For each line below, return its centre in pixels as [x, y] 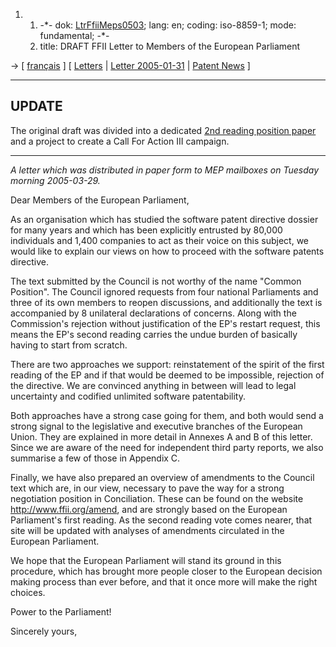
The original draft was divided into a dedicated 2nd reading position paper [163, 130]
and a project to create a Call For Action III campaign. [120, 141]
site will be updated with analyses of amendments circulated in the [147, 530]
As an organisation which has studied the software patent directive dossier [164, 219]
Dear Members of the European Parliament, [100, 200]
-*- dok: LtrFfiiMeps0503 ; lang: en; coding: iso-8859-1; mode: [168, 25]
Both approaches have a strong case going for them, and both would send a [167, 415]
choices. [28, 592]
